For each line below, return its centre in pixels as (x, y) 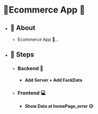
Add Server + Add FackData (53, 80)
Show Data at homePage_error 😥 (59, 106)
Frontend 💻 (32, 93)
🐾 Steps (22, 55)
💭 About (23, 28)
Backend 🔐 (30, 68)
